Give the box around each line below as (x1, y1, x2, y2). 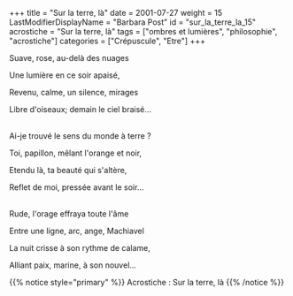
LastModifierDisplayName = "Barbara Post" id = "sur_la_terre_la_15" (9, 17, 257, 27)
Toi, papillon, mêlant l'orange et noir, (9, 148, 143, 158)
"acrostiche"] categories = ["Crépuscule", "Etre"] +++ (9, 35, 206, 46)
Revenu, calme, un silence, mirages (9, 87, 139, 97)
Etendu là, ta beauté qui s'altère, (9, 165, 127, 175)
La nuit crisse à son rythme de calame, (9, 243, 150, 253)
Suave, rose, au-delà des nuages (9, 53, 130, 63)
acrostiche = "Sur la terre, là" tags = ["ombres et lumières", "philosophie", (9, 27, 278, 36)
